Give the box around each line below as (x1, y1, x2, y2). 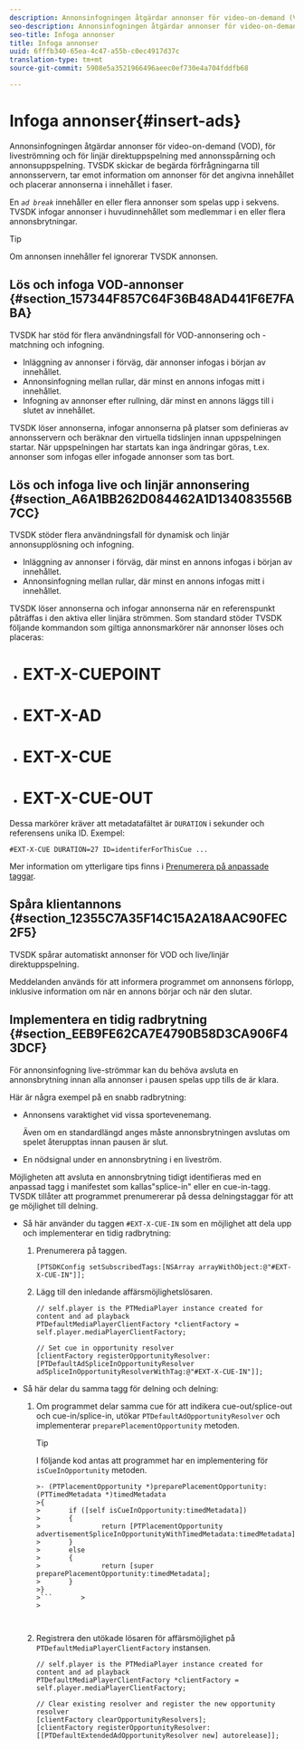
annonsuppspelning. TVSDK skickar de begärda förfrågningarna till (9, 159, 260, 170)
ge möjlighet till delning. (9, 1200, 99, 1211)
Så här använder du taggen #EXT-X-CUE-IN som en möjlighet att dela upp (22, 1218, 292, 1228)
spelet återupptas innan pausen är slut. (22, 1136, 169, 1147)
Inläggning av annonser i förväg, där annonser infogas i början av (22, 357, 267, 368)
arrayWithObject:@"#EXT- (197, 1262, 292, 1272)
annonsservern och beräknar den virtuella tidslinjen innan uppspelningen (9, 432, 282, 443)
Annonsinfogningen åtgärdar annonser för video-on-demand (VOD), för (9, 140, 276, 151)
